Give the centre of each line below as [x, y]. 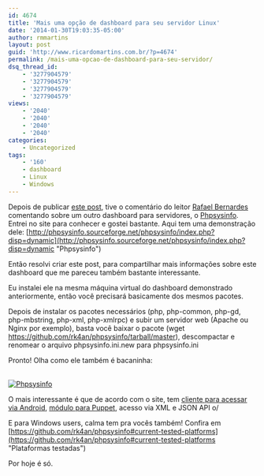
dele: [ [19, 232]
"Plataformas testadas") [47, 448]
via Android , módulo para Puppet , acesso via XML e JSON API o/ [113, 407]
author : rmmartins [38, 37]
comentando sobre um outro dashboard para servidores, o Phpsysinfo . [123, 215]
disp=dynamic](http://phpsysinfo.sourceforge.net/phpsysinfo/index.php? [127, 240]
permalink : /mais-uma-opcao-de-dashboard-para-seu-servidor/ [111, 60]
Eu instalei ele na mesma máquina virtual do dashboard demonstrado [121, 287]
